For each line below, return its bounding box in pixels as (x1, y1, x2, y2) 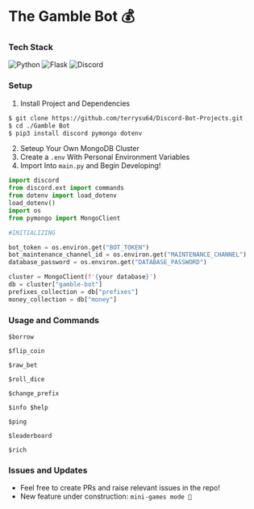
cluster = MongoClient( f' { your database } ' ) (8, 273, 157, 281)
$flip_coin (8, 347, 45, 355)
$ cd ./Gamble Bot (8, 121, 70, 130)
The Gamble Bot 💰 (8, 7, 135, 26)
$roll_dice (8, 375, 45, 383)
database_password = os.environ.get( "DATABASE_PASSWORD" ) (8, 259, 207, 267)
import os (8, 206, 42, 215)
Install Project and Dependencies (19, 99, 131, 108)
